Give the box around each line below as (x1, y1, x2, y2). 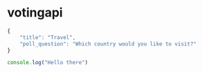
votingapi (7, 5, 63, 21)
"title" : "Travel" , (19, 34, 76, 41)
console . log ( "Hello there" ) (7, 59, 89, 66)
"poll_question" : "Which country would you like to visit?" (19, 40, 197, 48)
